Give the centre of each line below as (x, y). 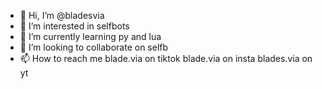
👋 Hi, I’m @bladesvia (62, 15)
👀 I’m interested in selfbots (74, 26)
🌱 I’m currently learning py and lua (90, 36)
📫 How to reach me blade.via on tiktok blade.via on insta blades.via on (166, 58)
